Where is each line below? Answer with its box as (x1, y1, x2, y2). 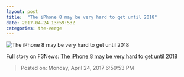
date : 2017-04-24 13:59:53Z (6, 20, 76, 25)
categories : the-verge (6, 25, 62, 31)
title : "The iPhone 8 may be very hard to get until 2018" (6, 14, 158, 20)
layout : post (6, 8, 38, 15)
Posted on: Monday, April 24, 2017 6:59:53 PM (20, 65, 134, 72)
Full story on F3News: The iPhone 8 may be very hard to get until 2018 (6, 53, 178, 60)
